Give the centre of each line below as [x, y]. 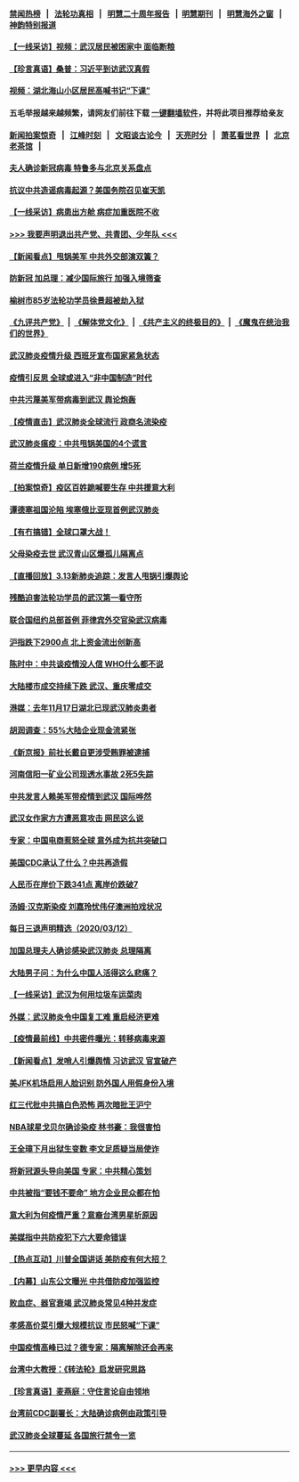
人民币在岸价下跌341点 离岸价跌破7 [74, 884]
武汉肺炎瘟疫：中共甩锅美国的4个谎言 [78, 444]
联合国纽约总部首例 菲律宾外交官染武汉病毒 [88, 620]
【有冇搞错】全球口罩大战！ [60, 532]
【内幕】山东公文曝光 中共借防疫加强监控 [85, 1281]
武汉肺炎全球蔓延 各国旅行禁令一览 [73, 1435]
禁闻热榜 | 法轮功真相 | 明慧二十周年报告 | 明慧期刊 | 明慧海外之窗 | [146, 13]
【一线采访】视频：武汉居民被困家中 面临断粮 [92, 47]
